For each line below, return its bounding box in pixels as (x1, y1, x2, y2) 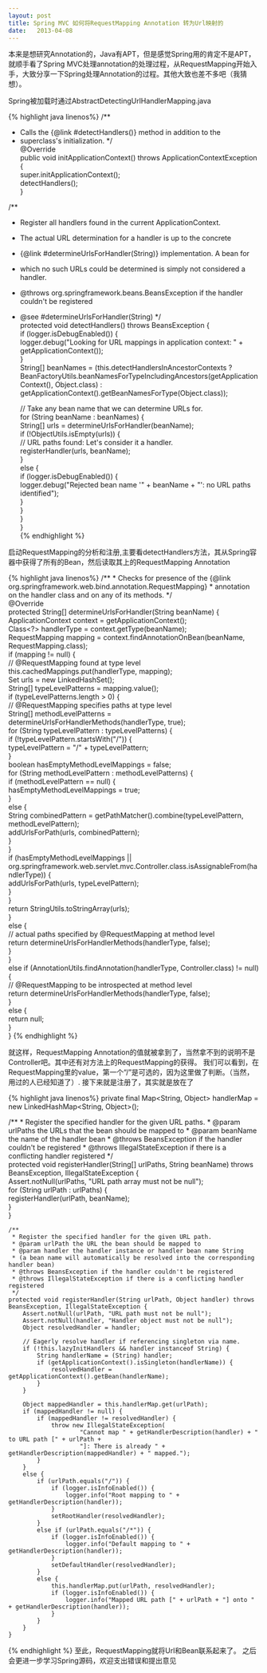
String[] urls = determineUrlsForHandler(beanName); (19, 420, 194, 431)
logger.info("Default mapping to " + (65, 1541, 191, 1549)
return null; (8, 1014, 45, 1024)
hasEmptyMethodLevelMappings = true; (8, 785, 141, 795)
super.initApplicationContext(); (19, 170, 121, 180)
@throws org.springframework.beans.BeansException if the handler (19, 288, 243, 298)
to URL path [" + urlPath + (8, 1435, 102, 1444)
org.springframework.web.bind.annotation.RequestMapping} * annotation (8, 582, 250, 591)
